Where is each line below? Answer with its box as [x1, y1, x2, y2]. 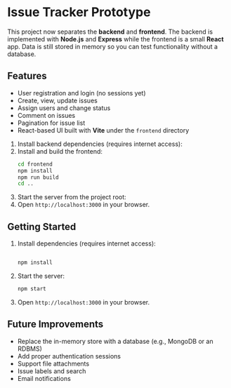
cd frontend [17, 161, 53, 168]
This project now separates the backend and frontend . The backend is [7, 27, 213, 36]
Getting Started [7, 220, 77, 232]
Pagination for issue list [17, 119, 86, 127]
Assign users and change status [17, 103, 111, 112]
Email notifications [17, 374, 72, 382]
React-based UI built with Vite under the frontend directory [17, 126, 190, 134]
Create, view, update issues [17, 96, 98, 105]
